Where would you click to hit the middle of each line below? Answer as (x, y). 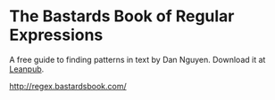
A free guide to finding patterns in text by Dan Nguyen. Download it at (137, 59)
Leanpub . (27, 69)
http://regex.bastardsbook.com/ (68, 86)
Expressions (56, 35)
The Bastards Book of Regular (122, 16)
